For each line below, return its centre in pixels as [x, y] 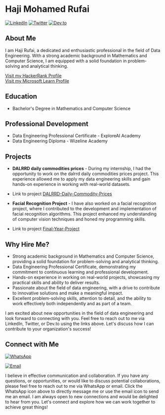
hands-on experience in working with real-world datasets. [71, 184]
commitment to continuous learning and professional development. [81, 272]
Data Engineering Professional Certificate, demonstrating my [74, 267]
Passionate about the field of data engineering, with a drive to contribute [86, 288]
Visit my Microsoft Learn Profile [37, 81]
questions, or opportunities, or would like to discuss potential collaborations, [83, 381]
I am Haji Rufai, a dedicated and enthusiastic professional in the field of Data [83, 50]
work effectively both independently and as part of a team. [72, 303]
